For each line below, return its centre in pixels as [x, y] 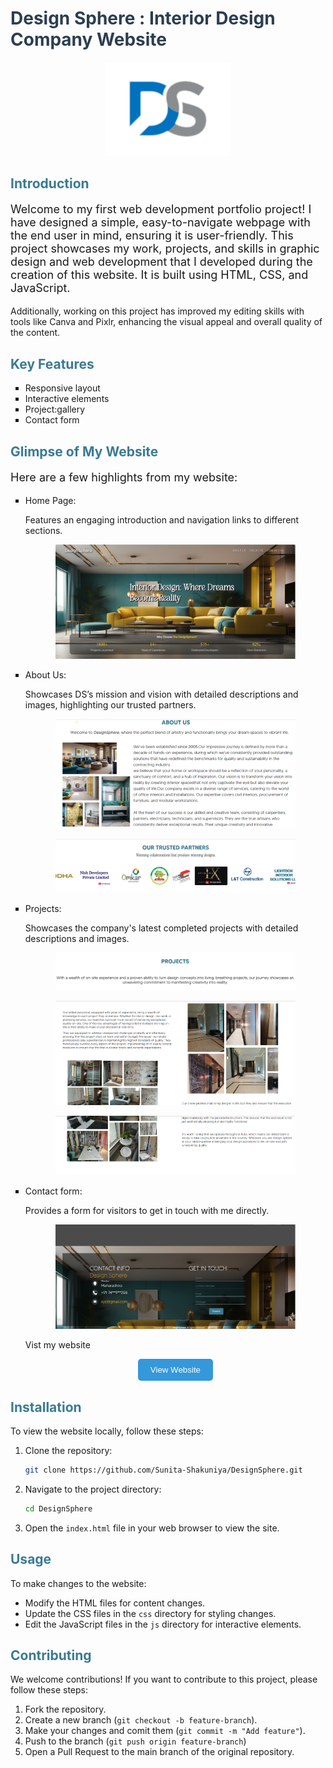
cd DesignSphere [58, 1508]
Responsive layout [62, 388]
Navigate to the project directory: [93, 1489]
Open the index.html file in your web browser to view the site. [152, 1528]
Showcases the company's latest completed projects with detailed [161, 928]
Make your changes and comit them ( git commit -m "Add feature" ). [165, 1731]
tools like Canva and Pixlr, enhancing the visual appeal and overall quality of [166, 322]
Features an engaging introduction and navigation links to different [162, 519]
